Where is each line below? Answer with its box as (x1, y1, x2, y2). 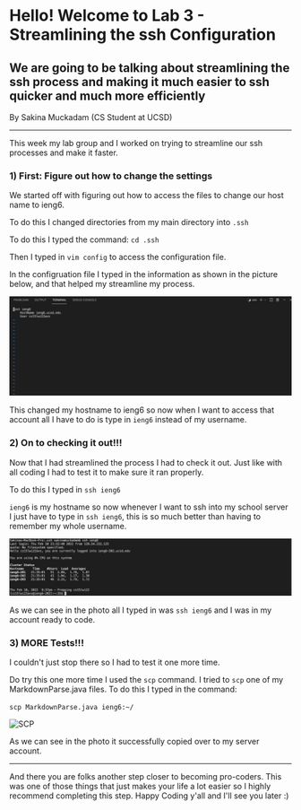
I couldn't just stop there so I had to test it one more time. (9, 657, 221, 667)
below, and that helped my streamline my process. (9, 279, 195, 290)
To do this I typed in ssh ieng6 (9, 483, 121, 494)
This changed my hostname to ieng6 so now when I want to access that (9, 405, 275, 415)
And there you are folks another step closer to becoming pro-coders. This (9, 771, 282, 781)
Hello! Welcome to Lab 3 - (9, 5, 205, 26)
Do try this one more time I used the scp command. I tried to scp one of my (9, 674, 284, 684)
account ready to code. (9, 614, 96, 624)
